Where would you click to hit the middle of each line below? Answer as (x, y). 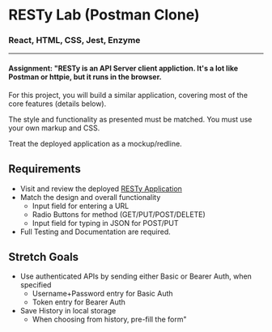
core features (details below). (57, 104)
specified (36, 285)
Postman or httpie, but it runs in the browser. (85, 77)
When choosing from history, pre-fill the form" (110, 319)
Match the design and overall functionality (90, 197)
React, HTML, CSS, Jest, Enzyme (74, 40)
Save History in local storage (68, 311)
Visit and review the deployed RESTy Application (101, 189)
